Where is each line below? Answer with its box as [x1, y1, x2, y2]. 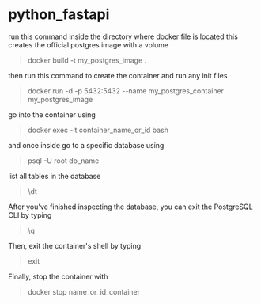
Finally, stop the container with [8, 272, 108, 281]
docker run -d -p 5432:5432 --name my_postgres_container [27, 85, 224, 96]
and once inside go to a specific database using [8, 140, 165, 150]
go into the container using [8, 109, 96, 120]
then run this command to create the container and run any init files [8, 70, 228, 80]
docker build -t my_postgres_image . [27, 55, 147, 65]
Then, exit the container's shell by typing [8, 241, 142, 250]
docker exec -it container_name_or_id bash [27, 125, 168, 135]
